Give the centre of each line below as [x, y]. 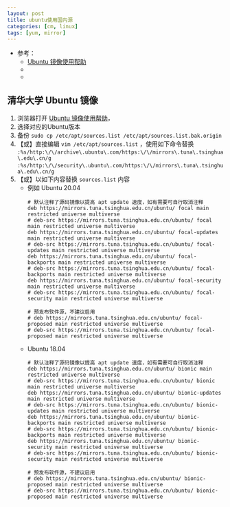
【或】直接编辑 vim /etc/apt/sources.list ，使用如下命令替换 [105, 144]
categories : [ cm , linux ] [43, 26]
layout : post [26, 13]
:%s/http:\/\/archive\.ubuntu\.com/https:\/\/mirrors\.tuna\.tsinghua [120, 152]
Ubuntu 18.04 [46, 349]
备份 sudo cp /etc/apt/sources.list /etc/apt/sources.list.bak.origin [119, 136]
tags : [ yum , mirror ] [37, 33]
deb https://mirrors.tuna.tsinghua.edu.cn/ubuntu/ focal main [118, 208]
